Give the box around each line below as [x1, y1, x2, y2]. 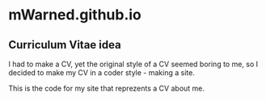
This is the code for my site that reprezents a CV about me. [8, 83, 205, 93]
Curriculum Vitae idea [8, 38, 121, 52]
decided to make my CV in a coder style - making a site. [8, 68, 196, 78]
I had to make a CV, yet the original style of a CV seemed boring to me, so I [8, 59, 259, 69]
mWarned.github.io [8, 6, 141, 24]
